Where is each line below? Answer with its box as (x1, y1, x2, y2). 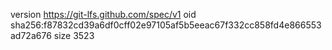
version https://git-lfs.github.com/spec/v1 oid (10, 9, 197, 20)
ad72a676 (10, 30, 52, 41)
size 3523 (53, 30, 95, 41)
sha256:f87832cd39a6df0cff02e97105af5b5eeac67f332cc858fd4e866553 (10, 19, 322, 31)
